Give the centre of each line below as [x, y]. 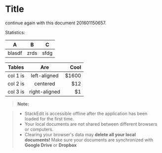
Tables [16, 67]
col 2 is [16, 84]
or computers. [39, 129]
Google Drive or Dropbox [51, 145]
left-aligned [45, 75]
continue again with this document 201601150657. [56, 23]
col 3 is [16, 92]
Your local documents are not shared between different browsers [91, 124]
